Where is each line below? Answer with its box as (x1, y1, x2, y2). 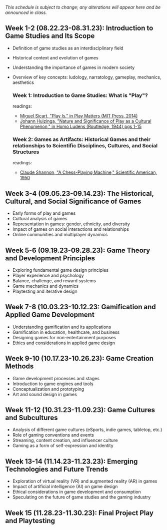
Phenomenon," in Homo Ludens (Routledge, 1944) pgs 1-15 (19, 123, 142, 129)
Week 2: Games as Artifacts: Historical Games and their (12, 136, 151, 143)
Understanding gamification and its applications (12, 324, 111, 330)
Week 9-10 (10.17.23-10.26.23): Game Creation (5, 354, 154, 363)
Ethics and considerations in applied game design (12, 340, 115, 346)
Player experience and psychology (12, 272, 84, 279)
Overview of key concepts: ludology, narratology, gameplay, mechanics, (12, 74, 161, 80)
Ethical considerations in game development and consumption (12, 489, 141, 495)
